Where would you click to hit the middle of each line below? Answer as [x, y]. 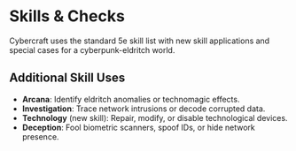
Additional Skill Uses [67, 78]
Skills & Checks [67, 16]
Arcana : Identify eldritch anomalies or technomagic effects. [131, 99]
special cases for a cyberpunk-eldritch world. [92, 49]
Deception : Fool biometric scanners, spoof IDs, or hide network [138, 127]
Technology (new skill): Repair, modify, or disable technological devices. [155, 117]
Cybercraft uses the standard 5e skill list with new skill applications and [140, 41]
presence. [40, 136]
